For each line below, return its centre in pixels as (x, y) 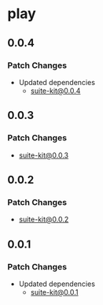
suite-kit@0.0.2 (44, 219)
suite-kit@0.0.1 (55, 292)
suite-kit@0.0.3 (44, 155)
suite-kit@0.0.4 (55, 91)
